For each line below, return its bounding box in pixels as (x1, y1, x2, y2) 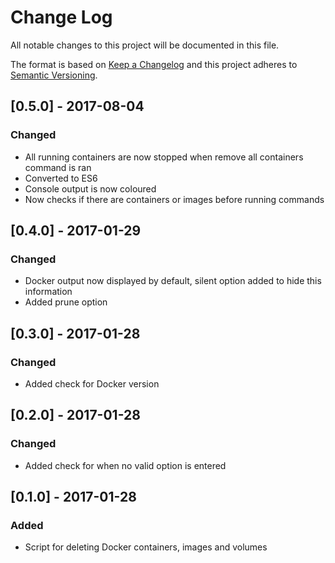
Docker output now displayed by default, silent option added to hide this (24, 275, 322, 287)
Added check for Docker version (24, 378, 160, 390)
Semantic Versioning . (10, 69, 98, 81)
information (24, 286, 73, 298)
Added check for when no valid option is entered (24, 459, 227, 471)
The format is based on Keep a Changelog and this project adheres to (10, 58, 298, 70)
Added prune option (24, 296, 108, 308)
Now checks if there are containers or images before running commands (24, 193, 325, 205)
